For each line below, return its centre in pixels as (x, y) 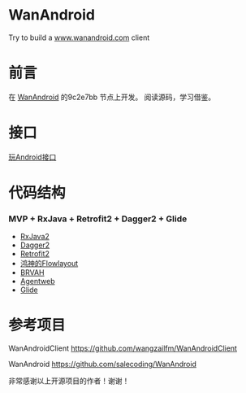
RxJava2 (35, 237)
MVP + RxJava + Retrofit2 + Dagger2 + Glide (98, 219)
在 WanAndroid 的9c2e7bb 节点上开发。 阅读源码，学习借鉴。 (112, 97)
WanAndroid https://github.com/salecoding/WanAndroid (103, 365)
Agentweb (37, 282)
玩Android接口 (32, 157)
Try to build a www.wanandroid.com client (79, 37)
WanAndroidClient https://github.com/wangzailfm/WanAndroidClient (123, 348)
